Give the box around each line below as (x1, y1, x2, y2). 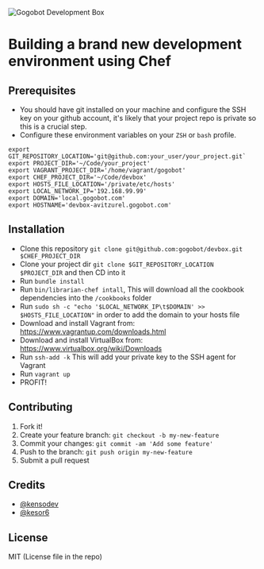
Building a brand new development (8, 36, 242, 53)
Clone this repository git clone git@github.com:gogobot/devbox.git (19, 243, 243, 254)
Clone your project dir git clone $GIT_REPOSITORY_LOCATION (19, 259, 214, 269)
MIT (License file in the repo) (8, 552, 103, 562)
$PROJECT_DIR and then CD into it (19, 267, 126, 277)
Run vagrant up (19, 369, 71, 378)
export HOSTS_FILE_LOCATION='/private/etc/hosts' (8, 180, 176, 188)
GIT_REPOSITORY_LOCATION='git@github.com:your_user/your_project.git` (8, 153, 247, 161)
